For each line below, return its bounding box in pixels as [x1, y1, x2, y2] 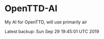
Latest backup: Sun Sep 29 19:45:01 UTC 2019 [4, 28, 100, 34]
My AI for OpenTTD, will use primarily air [4, 19, 87, 25]
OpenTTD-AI [4, 3, 57, 14]
